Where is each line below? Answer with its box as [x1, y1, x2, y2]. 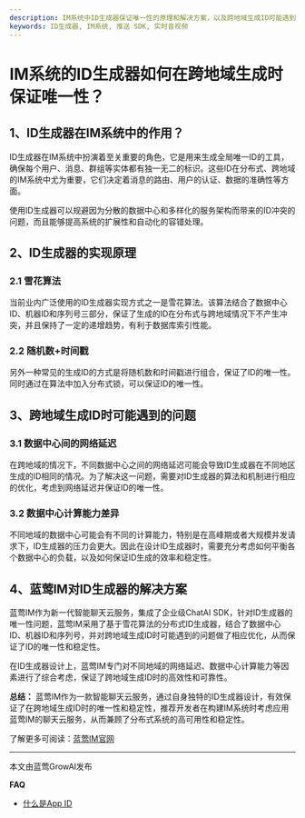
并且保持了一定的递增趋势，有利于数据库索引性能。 [25, 320, 216, 331]
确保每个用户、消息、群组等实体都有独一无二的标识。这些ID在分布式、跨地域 [9, 163, 296, 174]
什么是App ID [22, 798, 73, 809]
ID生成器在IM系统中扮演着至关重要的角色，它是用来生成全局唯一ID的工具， [9, 151, 290, 162]
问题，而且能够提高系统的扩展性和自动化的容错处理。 [9, 215, 209, 227]
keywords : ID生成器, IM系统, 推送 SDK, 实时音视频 [9, 22, 189, 31]
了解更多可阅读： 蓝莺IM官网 [9, 733, 115, 744]
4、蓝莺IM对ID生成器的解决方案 [9, 581, 188, 596]
